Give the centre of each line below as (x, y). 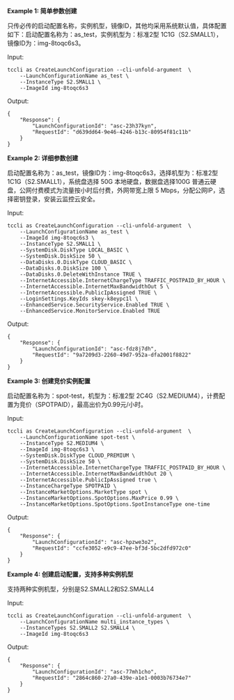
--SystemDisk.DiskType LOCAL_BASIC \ (75, 250)
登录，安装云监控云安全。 (62, 199)
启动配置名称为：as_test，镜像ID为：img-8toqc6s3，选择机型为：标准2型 (113, 173)
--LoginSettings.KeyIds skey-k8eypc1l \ (79, 299)
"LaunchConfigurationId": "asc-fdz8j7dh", (95, 349)
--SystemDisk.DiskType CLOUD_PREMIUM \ (78, 456)
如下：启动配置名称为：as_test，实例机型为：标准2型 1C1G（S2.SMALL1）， (115, 34)
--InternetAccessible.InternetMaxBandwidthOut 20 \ (96, 474)
